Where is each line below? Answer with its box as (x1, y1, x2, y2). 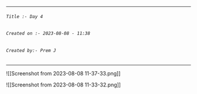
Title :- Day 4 (6, 13, 43, 19)
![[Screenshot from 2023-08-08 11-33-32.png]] (6, 81, 121, 88)
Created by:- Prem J (6, 47, 57, 53)
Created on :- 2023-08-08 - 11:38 (6, 30, 91, 37)
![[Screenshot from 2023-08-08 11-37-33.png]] (6, 70, 121, 77)
